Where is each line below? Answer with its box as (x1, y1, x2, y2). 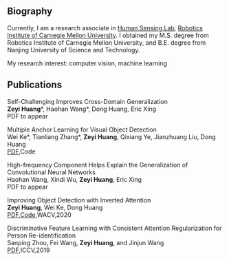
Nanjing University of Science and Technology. (7, 45, 140, 54)
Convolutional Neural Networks (7, 168, 96, 176)
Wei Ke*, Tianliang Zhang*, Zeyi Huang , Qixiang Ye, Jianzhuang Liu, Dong (7, 132, 217, 140)
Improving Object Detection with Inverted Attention (7, 196, 151, 204)
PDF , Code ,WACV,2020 (7, 210, 72, 219)
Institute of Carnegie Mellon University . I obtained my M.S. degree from (7, 31, 210, 39)
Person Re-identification (7, 231, 76, 240)
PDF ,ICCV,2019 (7, 246, 50, 254)
